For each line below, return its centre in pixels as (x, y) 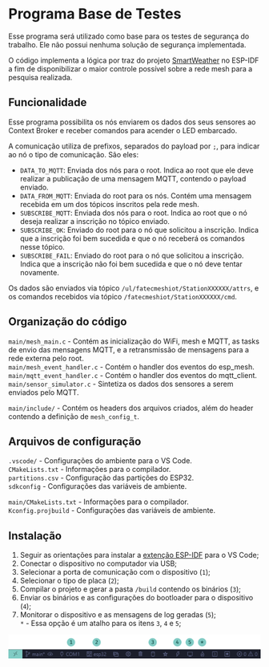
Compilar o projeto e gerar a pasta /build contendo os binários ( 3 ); (130, 589)
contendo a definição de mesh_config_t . (74, 416)
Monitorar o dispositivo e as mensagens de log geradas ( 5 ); (118, 615)
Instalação (35, 536)
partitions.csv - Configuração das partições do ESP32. (101, 478)
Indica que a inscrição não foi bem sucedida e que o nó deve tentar (131, 264)
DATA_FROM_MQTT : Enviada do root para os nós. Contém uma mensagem (136, 195)
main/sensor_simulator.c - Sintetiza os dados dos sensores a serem (121, 384)
